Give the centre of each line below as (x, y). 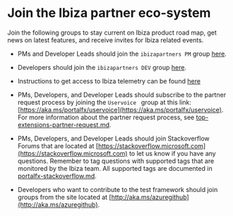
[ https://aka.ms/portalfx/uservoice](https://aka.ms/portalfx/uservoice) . (120, 109)
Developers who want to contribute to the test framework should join (118, 189)
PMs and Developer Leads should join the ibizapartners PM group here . (122, 54)
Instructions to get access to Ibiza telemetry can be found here (109, 81)
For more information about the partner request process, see (106, 117)
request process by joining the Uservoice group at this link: (104, 102)
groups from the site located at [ (64, 197)
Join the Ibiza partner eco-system (109, 13)
